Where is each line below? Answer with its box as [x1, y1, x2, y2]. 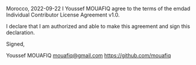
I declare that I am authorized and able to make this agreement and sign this [6, 23, 190, 30]
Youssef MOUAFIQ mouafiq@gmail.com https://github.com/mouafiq [6, 52, 171, 58]
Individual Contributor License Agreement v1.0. [6, 11, 120, 18]
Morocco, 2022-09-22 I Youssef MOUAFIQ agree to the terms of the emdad [6, 5, 190, 12]
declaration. [6, 29, 35, 36]
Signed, [6, 41, 25, 47]
